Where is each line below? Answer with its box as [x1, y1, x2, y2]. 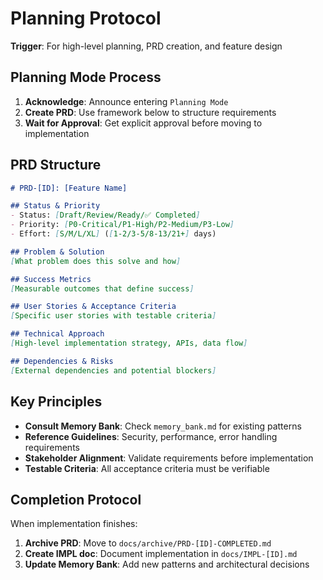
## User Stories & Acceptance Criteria [10, 302, 177, 312]
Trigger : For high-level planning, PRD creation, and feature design [10, 40, 283, 52]
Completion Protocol [10, 491, 142, 508]
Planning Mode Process [10, 69, 162, 86]
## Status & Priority [10, 201, 101, 211]
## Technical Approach [10, 329, 105, 339]
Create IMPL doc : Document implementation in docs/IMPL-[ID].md [24, 548, 298, 560]
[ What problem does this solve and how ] [10, 256, 182, 266]
